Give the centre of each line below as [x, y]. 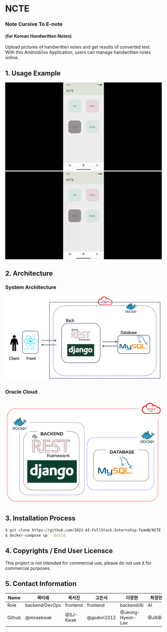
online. [12, 58]
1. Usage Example [33, 73]
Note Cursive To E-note [34, 24]
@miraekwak [39, 617]
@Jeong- [130, 612]
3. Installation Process [40, 518]
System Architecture [31, 287]
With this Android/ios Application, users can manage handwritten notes [78, 52]
